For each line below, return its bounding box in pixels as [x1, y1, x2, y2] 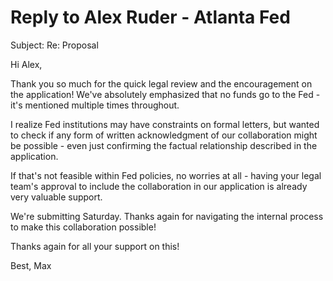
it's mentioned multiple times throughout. [10, 99, 180, 111]
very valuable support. [10, 191, 103, 203]
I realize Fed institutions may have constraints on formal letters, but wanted [10, 118, 320, 130]
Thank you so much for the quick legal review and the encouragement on [10, 77, 313, 90]
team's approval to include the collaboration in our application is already [10, 180, 308, 192]
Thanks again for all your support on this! [10, 240, 180, 252]
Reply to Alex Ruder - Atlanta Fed [10, 6, 291, 29]
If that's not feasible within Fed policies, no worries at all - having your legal [10, 169, 322, 181]
